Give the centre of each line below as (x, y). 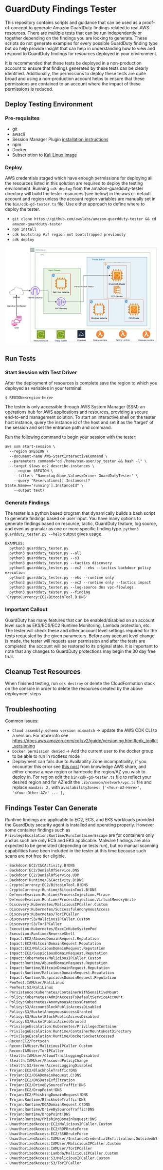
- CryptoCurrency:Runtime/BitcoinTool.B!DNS (51, 890)
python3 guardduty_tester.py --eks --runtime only (62, 578)
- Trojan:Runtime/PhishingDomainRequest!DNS (51, 1119)
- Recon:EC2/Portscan (27, 1041)
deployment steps (23, 694)
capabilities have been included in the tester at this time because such (76, 851)
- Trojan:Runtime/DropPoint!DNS (38, 1114)
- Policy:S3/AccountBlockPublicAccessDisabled (53, 1007)
